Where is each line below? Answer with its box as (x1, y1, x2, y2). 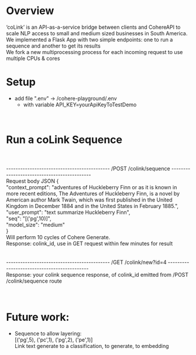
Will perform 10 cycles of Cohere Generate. (6, 233, 111, 240)
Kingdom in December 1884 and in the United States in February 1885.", (6, 202, 179, 209)
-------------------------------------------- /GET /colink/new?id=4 (6, 259, 167, 266)
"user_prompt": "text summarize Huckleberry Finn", (6, 209, 130, 216)
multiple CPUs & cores (6, 55, 60, 62)
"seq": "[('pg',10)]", (6, 215, 51, 222)
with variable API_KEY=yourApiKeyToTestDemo (23, 101, 137, 108)
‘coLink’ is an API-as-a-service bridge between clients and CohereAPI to (6, 24, 181, 31)
